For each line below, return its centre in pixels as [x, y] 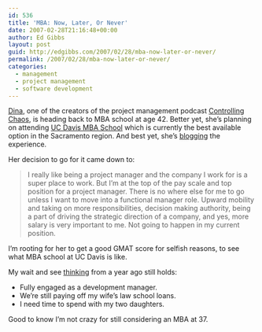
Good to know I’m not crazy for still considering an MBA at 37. [108, 319]
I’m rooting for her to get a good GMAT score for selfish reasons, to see [124, 249]
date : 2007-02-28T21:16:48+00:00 [63, 30]
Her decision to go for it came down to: [72, 160]
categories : [28, 67]
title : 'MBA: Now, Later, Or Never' [68, 23]
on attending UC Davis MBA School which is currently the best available [125, 127]
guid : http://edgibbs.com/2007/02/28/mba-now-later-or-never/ [112, 52]
